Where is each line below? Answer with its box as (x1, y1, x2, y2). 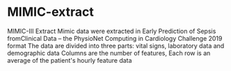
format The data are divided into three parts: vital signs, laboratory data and (7, 41, 225, 50)
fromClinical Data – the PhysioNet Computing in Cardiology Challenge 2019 (7, 34, 223, 42)
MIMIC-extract (7, 4, 94, 20)
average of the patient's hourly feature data (7, 56, 132, 64)
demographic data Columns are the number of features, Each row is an (7, 49, 211, 57)
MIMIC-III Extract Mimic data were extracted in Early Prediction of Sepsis (7, 27, 216, 35)
